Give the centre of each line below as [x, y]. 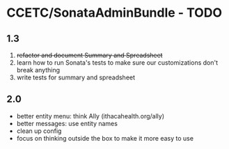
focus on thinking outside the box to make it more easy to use [105, 138]
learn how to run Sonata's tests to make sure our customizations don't [117, 63]
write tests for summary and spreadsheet [76, 77]
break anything [38, 70]
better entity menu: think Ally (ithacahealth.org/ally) [90, 116]
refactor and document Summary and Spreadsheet [89, 55]
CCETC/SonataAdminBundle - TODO [114, 13]
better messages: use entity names [67, 123]
